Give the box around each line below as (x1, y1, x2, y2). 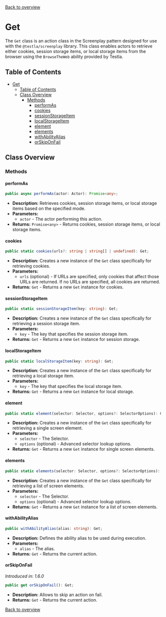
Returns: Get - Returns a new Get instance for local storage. (12, 388, 134, 395)
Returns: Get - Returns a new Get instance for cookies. (12, 284, 124, 290)
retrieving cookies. (12, 263, 50, 269)
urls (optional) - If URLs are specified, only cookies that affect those (19, 274, 160, 280)
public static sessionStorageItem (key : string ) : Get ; (5, 306, 119, 311)
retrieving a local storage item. (12, 373, 75, 379)
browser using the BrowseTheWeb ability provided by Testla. (5, 53, 124, 59)
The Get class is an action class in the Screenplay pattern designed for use (5, 38, 157, 44)
